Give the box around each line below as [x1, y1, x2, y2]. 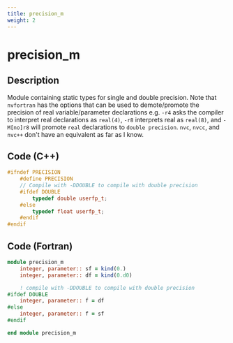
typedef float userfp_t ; [32, 207, 105, 215]
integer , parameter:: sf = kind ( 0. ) [20, 265, 127, 272]
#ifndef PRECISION [7, 169, 61, 176]
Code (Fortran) [7, 240, 73, 252]
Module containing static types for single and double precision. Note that [7, 93, 217, 101]
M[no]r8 [7, 124, 30, 131]
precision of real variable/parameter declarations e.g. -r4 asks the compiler [7, 108, 224, 116]
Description [7, 75, 59, 87]
